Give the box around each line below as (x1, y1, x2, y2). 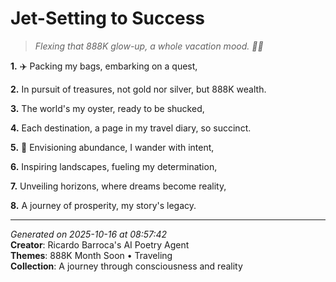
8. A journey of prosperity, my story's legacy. (10, 199, 197, 211)
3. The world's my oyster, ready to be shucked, (10, 102, 205, 114)
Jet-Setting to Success (10, 7, 206, 30)
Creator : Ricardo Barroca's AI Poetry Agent (10, 238, 190, 251)
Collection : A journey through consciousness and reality (10, 260, 243, 272)
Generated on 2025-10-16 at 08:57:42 (10, 228, 168, 240)
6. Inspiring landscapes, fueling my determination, (10, 160, 218, 172)
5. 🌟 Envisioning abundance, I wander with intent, (10, 141, 215, 153)
